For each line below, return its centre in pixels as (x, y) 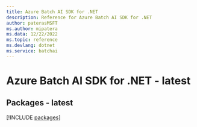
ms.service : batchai (32, 51)
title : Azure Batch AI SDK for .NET (52, 12)
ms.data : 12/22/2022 (32, 34)
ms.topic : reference (32, 40)
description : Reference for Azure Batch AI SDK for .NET (79, 17)
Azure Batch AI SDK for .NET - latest (98, 80)
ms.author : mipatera (32, 29)
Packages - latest (40, 103)
